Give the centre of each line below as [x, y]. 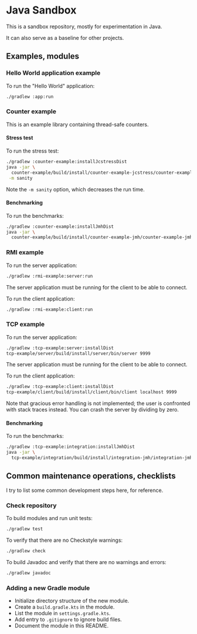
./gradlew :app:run [30, 97]
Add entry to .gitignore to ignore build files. [68, 619]
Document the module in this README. [62, 626]
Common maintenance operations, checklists [91, 476]
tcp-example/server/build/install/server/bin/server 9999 [78, 353]
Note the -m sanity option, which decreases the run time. [75, 189]
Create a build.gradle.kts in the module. [64, 607]
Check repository [31, 505]
